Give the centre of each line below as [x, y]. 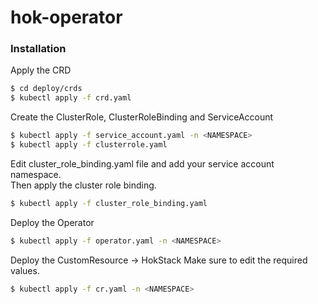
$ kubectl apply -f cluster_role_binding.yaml [109, 203]
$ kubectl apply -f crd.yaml [71, 98]
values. [25, 270]
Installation [38, 49]
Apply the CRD [41, 70]
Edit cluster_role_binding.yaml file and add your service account [142, 163]
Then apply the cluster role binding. [83, 185]
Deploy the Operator [52, 222]
